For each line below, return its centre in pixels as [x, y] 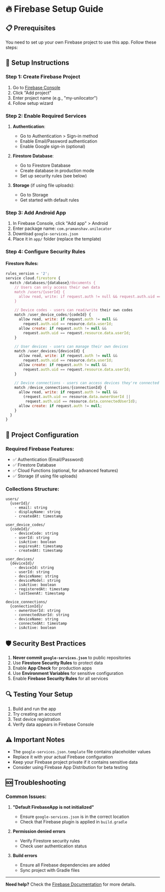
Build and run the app [34, 709]
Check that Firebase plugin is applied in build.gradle [74, 822]
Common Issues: [26, 796]
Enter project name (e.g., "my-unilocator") [55, 98]
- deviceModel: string [37, 581]
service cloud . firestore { [33, 278]
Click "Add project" [32, 93]
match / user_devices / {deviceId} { [49, 351]
